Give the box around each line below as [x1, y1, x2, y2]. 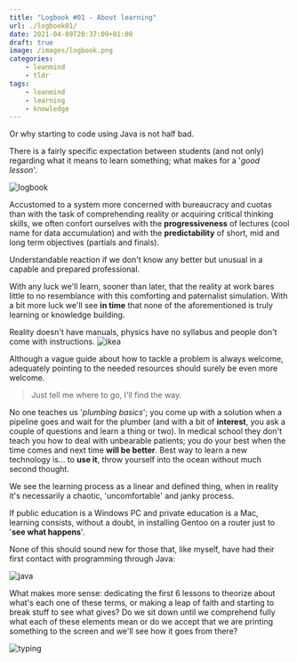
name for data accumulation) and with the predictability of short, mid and [9, 228, 280, 239]
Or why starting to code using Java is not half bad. [9, 128, 195, 139]
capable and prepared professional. [9, 264, 140, 274]
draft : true [9, 37, 53, 47]
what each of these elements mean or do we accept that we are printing [9, 617, 274, 627]
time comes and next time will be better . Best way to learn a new [9, 445, 247, 455]
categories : [9, 54, 53, 63]
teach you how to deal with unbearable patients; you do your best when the [9, 436, 286, 446]
